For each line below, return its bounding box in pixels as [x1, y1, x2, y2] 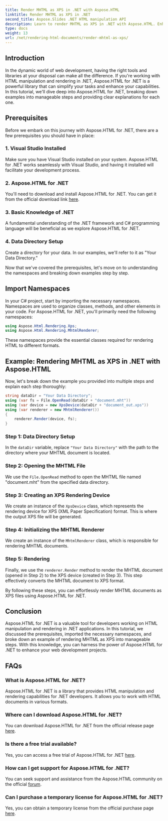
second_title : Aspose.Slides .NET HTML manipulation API [5, 17, 126, 22]
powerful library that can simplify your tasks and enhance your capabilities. [5, 83, 160, 89]
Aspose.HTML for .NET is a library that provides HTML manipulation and [5, 688, 154, 694]
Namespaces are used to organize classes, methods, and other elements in [5, 303, 160, 309]
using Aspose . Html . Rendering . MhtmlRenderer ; [5, 328, 99, 333]
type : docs [5, 26, 28, 31]
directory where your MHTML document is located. [5, 450, 111, 456]
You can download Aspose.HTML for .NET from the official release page [5, 723, 154, 729]
